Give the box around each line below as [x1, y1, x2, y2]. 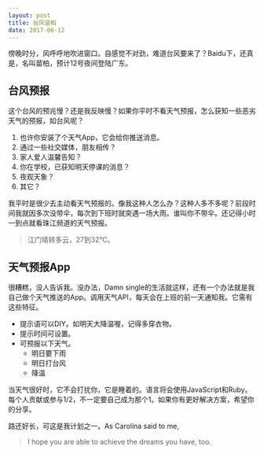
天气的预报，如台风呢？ [8, 116, 84, 126]
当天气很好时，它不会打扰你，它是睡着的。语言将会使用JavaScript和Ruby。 [8, 385, 252, 394]
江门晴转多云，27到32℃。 [27, 235, 115, 245]
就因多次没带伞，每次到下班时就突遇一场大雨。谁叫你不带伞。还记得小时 [21, 209, 256, 218]
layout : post [8, 11, 51, 20]
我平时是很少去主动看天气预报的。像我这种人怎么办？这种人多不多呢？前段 [8, 198, 249, 209]
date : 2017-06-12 [8, 26, 65, 34]
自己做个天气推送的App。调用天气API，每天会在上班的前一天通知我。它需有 [8, 293, 253, 301]
